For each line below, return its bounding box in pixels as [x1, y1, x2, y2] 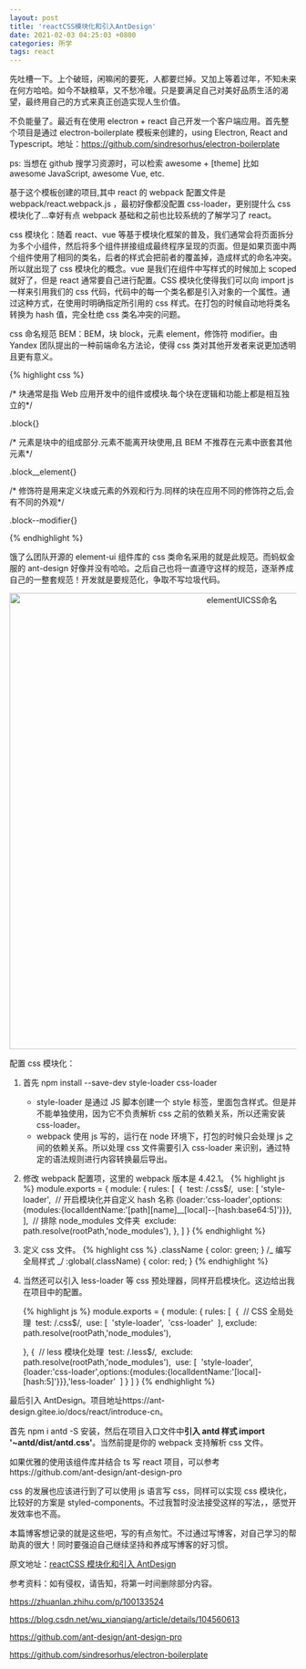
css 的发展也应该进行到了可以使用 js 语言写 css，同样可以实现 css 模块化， [9, 1486, 291, 1497]
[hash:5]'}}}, [22, 1376, 69, 1387]
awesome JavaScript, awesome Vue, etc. [9, 168, 165, 179]
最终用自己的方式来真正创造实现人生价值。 [25, 97, 185, 108]
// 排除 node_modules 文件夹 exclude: [32, 1215, 177, 1226]
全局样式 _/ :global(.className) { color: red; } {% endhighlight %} [22, 1256, 269, 1267]
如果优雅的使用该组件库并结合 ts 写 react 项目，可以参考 [9, 1456, 220, 1467]
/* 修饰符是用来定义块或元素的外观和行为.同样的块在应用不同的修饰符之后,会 [9, 485, 295, 496]
